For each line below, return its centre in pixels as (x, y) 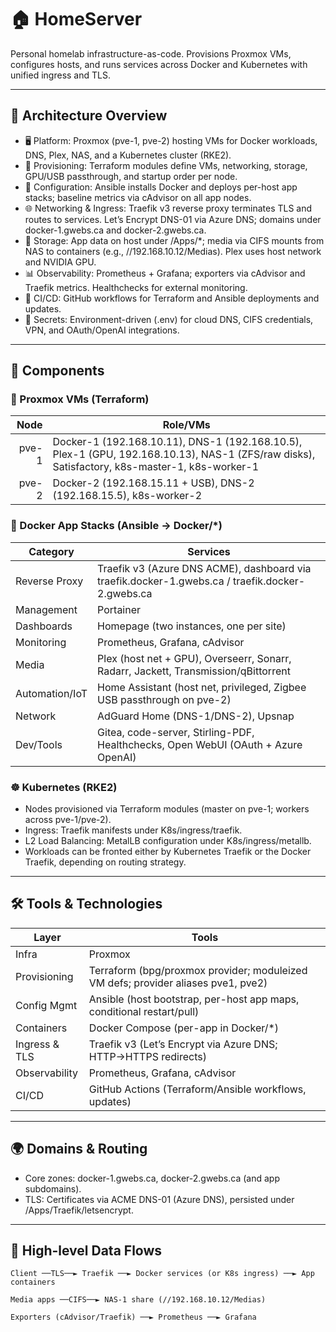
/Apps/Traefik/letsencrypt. (79, 1210)
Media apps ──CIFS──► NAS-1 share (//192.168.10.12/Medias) (138, 1300)
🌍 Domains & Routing (79, 1149)
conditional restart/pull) (144, 1011)
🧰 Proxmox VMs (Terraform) (80, 399)
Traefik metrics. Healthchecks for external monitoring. (136, 287)
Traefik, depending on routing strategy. (105, 862)
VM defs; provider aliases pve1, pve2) (178, 983)
